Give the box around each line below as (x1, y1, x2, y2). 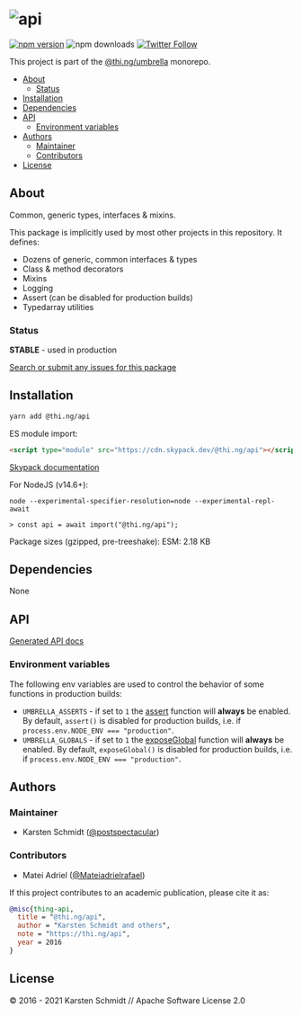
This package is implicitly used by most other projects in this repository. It (9, 227, 282, 237)
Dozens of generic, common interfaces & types (22, 254, 198, 264)
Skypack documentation (9, 461, 100, 472)
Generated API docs (9, 636, 84, 646)
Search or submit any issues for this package (9, 362, 177, 373)
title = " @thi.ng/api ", (17, 913, 106, 922)
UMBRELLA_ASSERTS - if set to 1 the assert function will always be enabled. (22, 706, 291, 717)
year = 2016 (17, 938, 63, 948)
